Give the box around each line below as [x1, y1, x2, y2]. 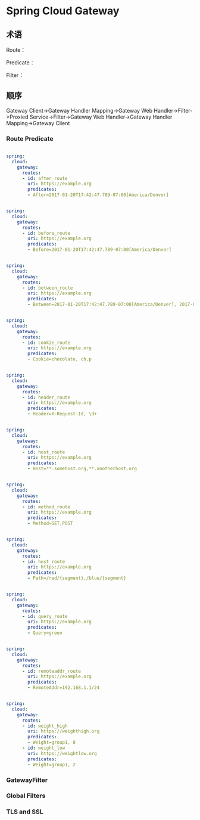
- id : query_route [21, 613, 68, 619]
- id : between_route [21, 285, 73, 291]
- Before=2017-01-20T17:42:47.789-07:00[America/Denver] [27, 247, 171, 253]
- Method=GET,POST [27, 520, 73, 527]
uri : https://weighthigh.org [27, 728, 100, 734]
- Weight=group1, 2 [27, 762, 76, 768]
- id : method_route [21, 504, 70, 510]
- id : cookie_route [21, 340, 70, 346]
